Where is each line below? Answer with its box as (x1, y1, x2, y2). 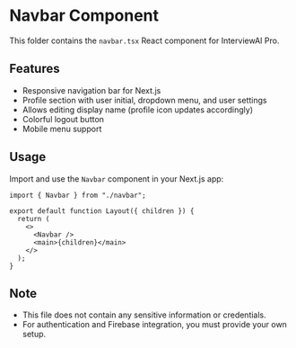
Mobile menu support (22, 123, 102, 134)
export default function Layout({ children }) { (9, 206, 195, 216)
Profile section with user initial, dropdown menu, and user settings (22, 94, 267, 105)
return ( (17, 214, 50, 223)
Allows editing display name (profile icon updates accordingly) (22, 104, 254, 115)
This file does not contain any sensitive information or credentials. (22, 309, 266, 320)
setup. (22, 329, 47, 340)
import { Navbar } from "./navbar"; (9, 191, 146, 200)
